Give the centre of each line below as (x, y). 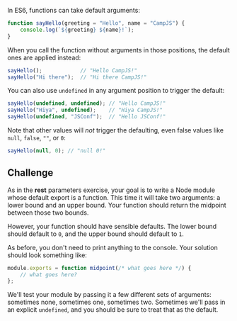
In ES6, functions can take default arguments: (74, 10)
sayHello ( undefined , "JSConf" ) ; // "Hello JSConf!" (87, 117)
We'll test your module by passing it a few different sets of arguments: (110, 295)
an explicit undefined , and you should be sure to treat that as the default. (113, 310)
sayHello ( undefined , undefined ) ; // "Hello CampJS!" (87, 103)
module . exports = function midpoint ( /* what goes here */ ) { (99, 268)
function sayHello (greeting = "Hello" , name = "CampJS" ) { (96, 23)
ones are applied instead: (44, 57)
